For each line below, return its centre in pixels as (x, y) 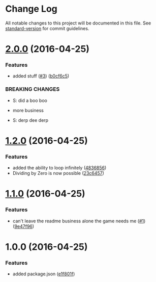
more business (28, 110)
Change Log (31, 9)
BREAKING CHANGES (33, 89)
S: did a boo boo (30, 100)
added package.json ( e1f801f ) (44, 274)
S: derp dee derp (30, 120)
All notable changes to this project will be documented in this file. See (78, 23)
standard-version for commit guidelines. (47, 28)
